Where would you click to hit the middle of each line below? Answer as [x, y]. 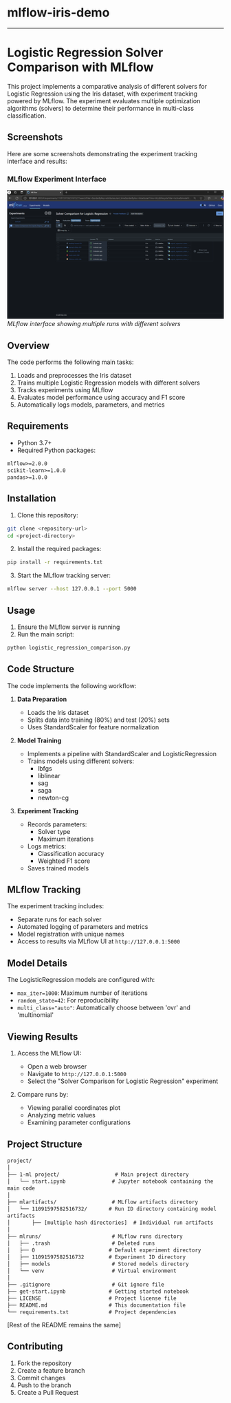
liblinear [49, 775]
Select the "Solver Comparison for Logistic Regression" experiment [123, 1081]
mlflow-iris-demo [58, 13]
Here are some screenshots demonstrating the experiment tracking [102, 153]
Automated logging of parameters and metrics [82, 927]
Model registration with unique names [71, 934]
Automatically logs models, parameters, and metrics [91, 405]
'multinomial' [35, 1015]
